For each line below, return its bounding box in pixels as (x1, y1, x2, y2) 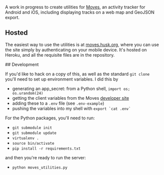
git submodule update (12, 131, 56, 135)
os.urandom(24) (12, 90, 44, 96)
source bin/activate (12, 141, 55, 146)
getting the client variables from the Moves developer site (12, 95, 129, 101)
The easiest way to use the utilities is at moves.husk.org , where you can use (5, 42, 159, 47)
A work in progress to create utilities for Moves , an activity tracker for (5, 4, 146, 10)
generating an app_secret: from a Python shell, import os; (12, 86, 130, 91)
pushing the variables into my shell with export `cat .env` (12, 105, 131, 111)
